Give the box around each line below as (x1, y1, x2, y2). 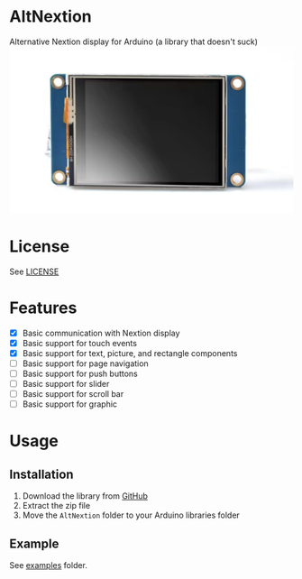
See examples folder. (9, 559, 88, 570)
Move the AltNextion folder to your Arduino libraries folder (22, 510, 241, 520)
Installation (9, 466, 74, 482)
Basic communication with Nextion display (22, 327, 180, 338)
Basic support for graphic (22, 399, 118, 409)
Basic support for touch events (22, 337, 138, 348)
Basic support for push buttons (22, 368, 138, 379)
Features (9, 298, 78, 317)
